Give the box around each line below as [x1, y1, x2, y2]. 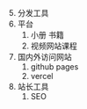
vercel [30, 71, 54, 81]
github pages [30, 62, 79, 72]
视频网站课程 [30, 40, 77, 51]
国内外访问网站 [17, 52, 72, 62]
